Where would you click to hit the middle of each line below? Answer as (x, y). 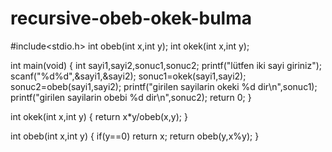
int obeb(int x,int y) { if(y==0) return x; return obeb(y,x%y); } (135, 136)
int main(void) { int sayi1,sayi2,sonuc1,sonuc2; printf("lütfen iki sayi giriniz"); (166, 65)
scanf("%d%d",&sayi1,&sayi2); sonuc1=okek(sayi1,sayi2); (128, 76)
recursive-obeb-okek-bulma (131, 18)
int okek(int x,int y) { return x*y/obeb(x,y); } (99, 116)
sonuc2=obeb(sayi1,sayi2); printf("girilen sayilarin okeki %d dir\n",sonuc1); (164, 86)
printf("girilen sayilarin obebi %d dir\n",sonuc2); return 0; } (131, 97)
